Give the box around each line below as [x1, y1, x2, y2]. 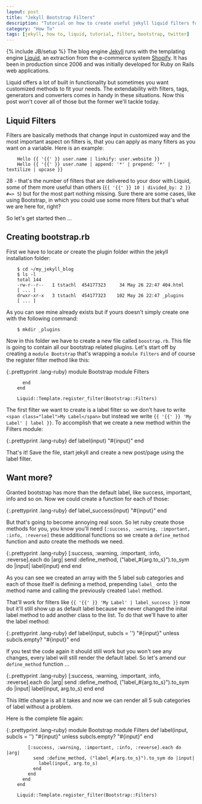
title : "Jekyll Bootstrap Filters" [6, 14, 96, 21]
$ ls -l [17, 271, 36, 278]
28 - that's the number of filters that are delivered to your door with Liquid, [6, 177, 191, 184]
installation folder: [6, 254, 51, 261]
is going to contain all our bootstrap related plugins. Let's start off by [6, 343, 176, 351]
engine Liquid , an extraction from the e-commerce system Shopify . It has [6, 54, 188, 62]
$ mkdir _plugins [17, 327, 61, 333]
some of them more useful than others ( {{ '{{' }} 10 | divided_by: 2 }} [6, 183, 191, 191]
